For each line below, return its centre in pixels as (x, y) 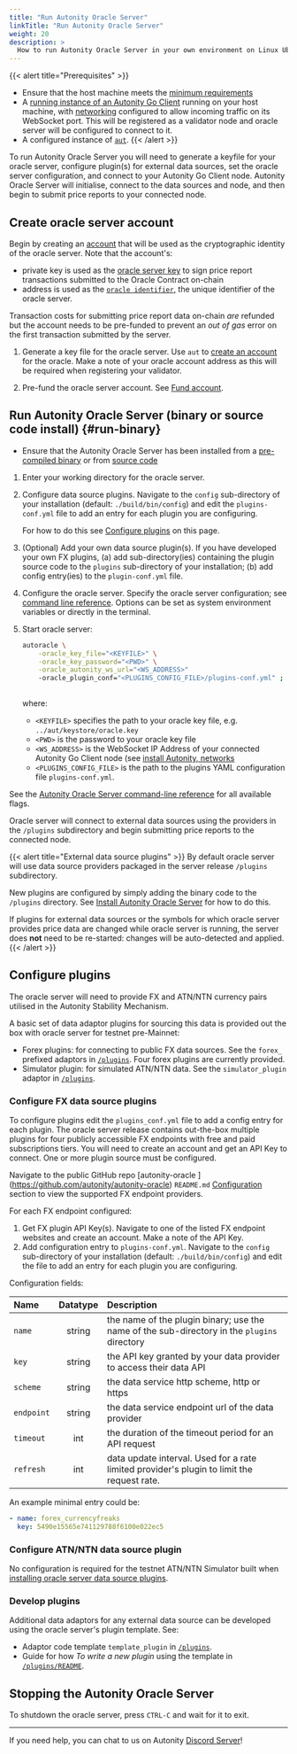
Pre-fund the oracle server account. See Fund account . (122, 387)
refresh (30, 1470)
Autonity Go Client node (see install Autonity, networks (135, 758)
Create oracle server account (91, 222)
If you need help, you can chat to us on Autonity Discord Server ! (126, 1741)
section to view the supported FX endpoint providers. (106, 1194)
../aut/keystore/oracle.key (87, 731)
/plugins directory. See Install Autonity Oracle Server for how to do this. (140, 902)
